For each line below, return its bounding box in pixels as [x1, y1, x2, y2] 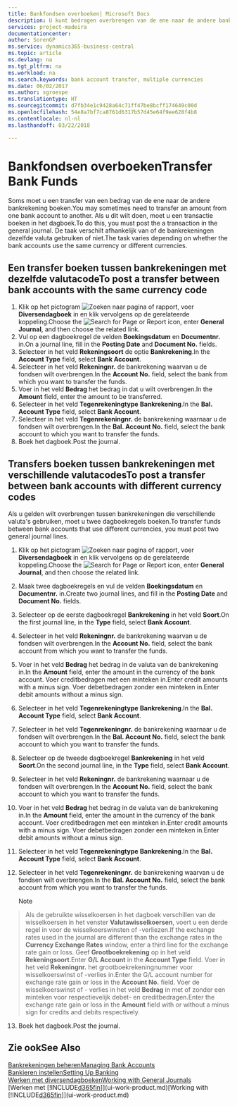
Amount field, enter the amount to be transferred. [18, 393, 162, 401]
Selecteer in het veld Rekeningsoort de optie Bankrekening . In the [18, 348, 210, 356]
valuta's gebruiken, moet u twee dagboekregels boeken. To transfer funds [8, 517, 221, 526]
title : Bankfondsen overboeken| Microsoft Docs [8, 10, 150, 18]
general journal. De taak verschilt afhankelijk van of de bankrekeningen [8, 226, 214, 235]
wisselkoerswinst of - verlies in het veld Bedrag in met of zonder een [25, 985, 226, 994]
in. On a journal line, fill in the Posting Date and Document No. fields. [18, 340, 217, 349]
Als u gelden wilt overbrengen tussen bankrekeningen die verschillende [8, 510, 216, 518]
